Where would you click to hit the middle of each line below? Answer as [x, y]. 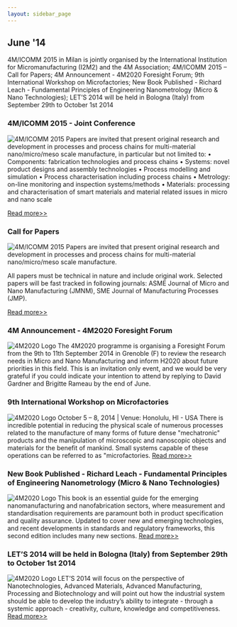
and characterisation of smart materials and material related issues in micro [117, 192]
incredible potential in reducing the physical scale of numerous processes [115, 425]
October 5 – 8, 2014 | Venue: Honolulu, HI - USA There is [140, 418]
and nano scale [30, 199]
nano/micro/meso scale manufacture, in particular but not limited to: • [109, 154]
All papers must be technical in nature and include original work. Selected [115, 276]
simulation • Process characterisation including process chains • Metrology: [119, 176]
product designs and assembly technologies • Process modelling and [109, 169]
